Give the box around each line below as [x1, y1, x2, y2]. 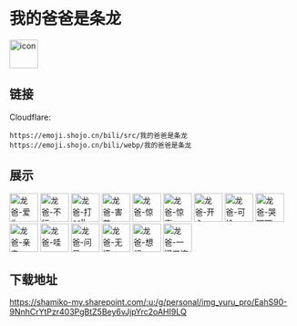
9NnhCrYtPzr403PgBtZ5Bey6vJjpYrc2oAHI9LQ [9, 307, 187, 318]
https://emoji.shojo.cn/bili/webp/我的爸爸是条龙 [9, 141, 192, 150]
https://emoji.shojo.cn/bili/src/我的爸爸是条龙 [9, 131, 189, 140]
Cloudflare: [9, 111, 52, 122]
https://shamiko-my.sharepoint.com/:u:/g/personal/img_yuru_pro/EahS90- [9, 297, 288, 308]
